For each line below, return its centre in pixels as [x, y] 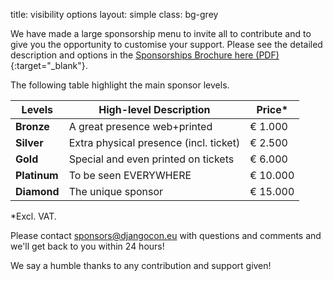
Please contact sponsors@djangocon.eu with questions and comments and [166, 235]
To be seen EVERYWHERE [130, 175]
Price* [272, 109]
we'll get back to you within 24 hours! [87, 246]
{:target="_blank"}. [49, 65]
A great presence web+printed [140, 126]
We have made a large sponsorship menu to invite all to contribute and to [161, 33]
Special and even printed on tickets [151, 159]
